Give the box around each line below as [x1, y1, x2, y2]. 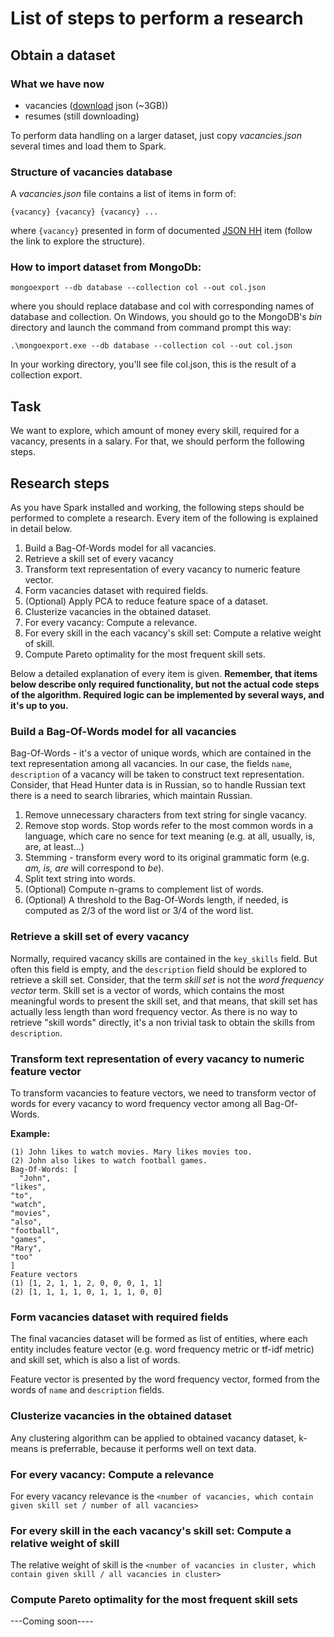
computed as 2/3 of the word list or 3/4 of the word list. [24, 905, 254, 917]
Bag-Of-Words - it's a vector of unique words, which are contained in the [10, 747, 312, 759]
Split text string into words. [24, 873, 137, 885]
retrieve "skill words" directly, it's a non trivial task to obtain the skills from [10, 1016, 316, 1028]
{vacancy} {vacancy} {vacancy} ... [10, 207, 159, 217]
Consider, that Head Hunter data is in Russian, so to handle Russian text [10, 779, 306, 791]
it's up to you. [10, 700, 69, 712]
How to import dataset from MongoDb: [10, 260, 202, 274]
